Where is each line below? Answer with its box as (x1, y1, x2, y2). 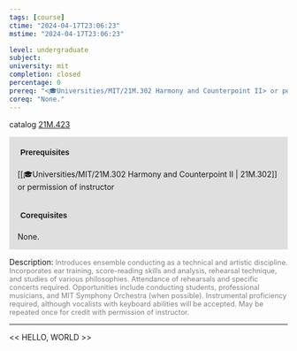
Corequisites (20, 210, 68, 220)
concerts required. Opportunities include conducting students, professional (9, 282, 260, 292)
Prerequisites (20, 147, 70, 157)
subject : (9, 54, 42, 63)
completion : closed (9, 70, 81, 80)
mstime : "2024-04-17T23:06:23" (9, 29, 125, 38)
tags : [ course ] (9, 12, 65, 22)
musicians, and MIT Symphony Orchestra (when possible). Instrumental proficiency (9, 291, 287, 301)
